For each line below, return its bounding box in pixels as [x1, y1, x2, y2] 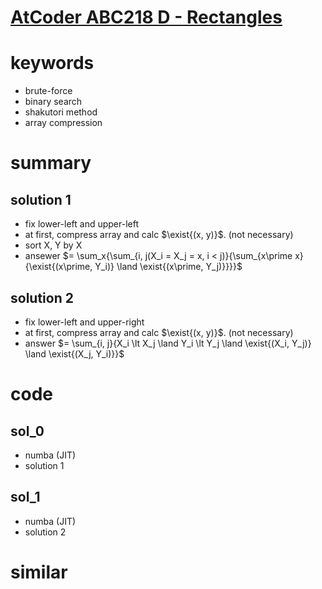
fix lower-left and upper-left [24, 218, 139, 230]
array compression [24, 117, 103, 129]
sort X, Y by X [24, 239, 83, 251]
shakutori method [24, 106, 98, 118]
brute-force [24, 85, 73, 97]
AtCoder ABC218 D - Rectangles [10, 6, 283, 29]
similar [10, 561, 68, 583]
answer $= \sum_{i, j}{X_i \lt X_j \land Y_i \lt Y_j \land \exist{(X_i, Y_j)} [24, 337, 312, 349]
